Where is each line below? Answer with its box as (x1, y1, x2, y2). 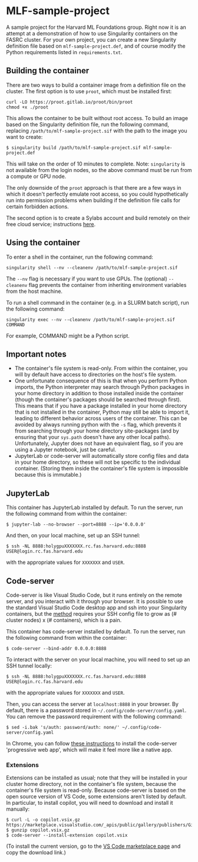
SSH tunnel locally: (6, 662, 52, 669)
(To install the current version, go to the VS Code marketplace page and (6, 843, 181, 850)
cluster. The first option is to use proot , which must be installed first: (6, 87, 172, 95)
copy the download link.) (6, 849, 67, 856)
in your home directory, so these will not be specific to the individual (14, 458, 181, 466)
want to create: (6, 133, 43, 140)
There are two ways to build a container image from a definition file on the (6, 81, 186, 88)
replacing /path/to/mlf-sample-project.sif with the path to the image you (6, 127, 187, 134)
